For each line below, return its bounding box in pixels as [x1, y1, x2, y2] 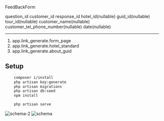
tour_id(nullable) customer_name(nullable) [5, 19, 90, 24]
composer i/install [14, 75, 54, 80]
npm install [14, 93, 38, 98]
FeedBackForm [5, 4, 36, 10]
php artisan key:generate [14, 80, 67, 85]
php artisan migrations [14, 84, 62, 89]
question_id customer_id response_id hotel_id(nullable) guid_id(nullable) [5, 14, 150, 19]
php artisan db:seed [14, 88, 56, 94]
